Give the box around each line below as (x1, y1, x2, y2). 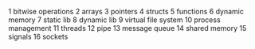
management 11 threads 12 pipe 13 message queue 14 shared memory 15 (8, 24, 247, 32)
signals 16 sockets (8, 32, 69, 41)
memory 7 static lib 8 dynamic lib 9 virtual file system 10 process (8, 15, 221, 24)
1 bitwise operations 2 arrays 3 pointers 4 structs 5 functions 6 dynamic (8, 7, 245, 16)
